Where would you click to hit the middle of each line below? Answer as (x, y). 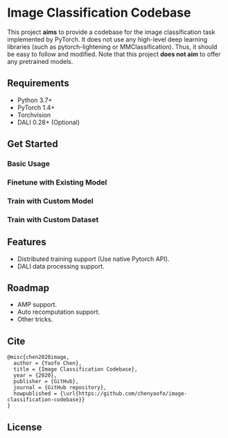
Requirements (38, 84)
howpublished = (35, 394)
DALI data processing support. (61, 266)
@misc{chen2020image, (38, 357)
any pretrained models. (40, 61)
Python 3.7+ (35, 100)
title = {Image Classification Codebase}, (76, 369)
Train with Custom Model (50, 201)
